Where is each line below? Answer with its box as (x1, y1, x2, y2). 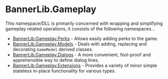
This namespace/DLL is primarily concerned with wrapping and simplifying (5, 20, 163, 26)
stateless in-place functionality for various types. (12, 67, 116, 74)
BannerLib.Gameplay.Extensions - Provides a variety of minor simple (12, 62, 157, 68)
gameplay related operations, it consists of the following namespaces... (5, 25, 156, 31)
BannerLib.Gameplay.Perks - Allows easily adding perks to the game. (12, 35, 158, 42)
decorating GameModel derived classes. (12, 46, 93, 52)
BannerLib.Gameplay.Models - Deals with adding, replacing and (12, 41, 147, 47)
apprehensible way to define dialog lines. (12, 57, 100, 63)
